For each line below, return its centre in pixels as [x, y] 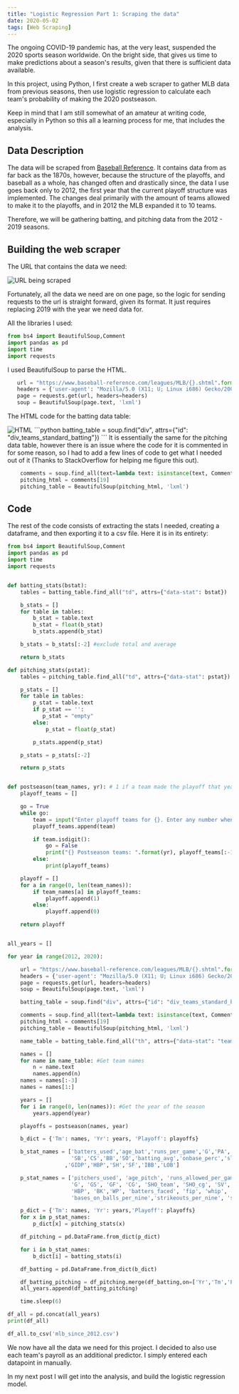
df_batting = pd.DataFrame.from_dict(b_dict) [89, 1269]
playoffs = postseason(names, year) [75, 1126]
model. [17, 1384]
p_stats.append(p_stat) [68, 742]
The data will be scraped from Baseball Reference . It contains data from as [117, 167]
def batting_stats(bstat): [47, 585]
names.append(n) [57, 1074]
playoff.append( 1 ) [73, 899]
